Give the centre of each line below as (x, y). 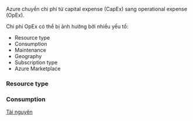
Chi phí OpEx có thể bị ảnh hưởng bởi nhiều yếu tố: (67, 26)
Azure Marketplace (37, 69)
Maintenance (30, 50)
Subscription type (36, 62)
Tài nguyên (20, 112)
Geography (28, 56)
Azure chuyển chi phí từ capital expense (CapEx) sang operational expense (97, 9)
